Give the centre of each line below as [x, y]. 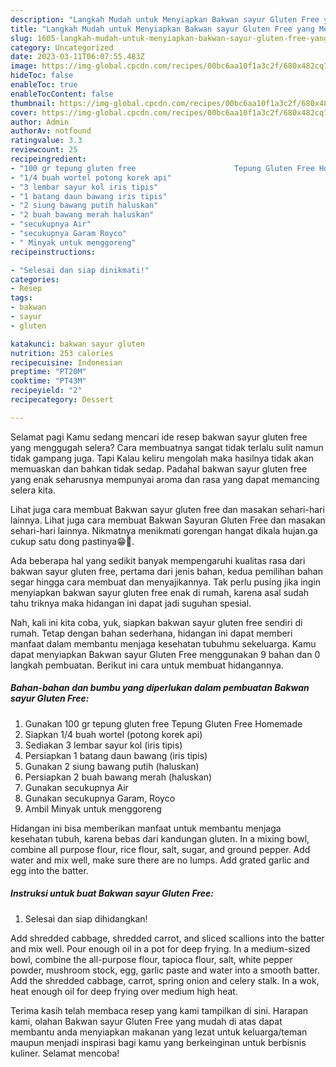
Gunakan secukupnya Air [76, 787]
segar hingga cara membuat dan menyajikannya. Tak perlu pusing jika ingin [166, 582]
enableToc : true [44, 85]
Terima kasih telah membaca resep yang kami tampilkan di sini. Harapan [159, 1010]
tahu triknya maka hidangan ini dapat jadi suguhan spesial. [131, 603]
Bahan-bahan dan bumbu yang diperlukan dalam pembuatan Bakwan [160, 688]
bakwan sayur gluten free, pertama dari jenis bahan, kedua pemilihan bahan [166, 571]
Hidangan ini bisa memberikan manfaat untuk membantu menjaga [146, 828]
